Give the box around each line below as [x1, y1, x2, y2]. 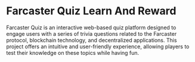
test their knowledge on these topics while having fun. [6, 49, 140, 56]
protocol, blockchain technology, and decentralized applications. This [6, 36, 177, 44]
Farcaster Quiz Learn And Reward [6, 4, 177, 18]
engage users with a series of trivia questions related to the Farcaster [6, 30, 177, 37]
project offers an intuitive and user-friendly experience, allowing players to [6, 43, 190, 50]
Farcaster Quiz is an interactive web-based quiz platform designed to [6, 24, 177, 31]
